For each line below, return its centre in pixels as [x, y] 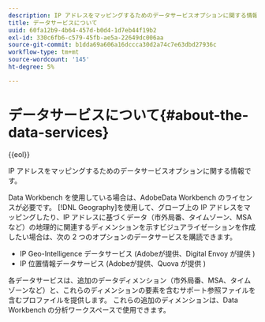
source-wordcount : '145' [49, 60]
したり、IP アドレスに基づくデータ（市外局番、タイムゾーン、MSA [144, 217]
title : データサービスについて [53, 23]
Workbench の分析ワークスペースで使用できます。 [90, 309]
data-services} [59, 132]
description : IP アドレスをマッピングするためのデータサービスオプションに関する [127, 15]
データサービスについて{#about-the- [129, 115]
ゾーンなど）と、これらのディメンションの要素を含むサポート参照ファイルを [132, 290]
